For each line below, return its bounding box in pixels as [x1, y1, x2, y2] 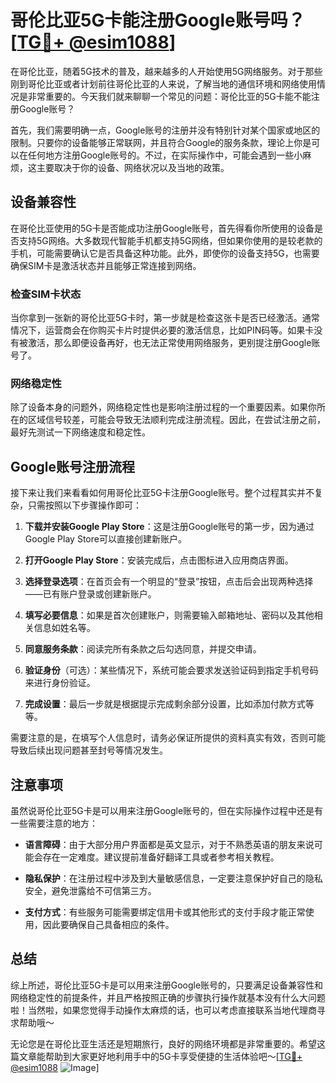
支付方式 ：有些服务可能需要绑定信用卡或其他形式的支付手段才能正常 [24, 906, 306, 918]
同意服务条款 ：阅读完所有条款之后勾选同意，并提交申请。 [24, 643, 262, 655]
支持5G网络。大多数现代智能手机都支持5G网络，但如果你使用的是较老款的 [18, 234, 323, 246]
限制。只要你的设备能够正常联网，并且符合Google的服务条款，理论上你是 [10, 136, 312, 148]
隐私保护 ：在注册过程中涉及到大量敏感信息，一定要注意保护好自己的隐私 [24, 872, 323, 884]
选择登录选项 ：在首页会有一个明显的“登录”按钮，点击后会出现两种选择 [24, 576, 314, 588]
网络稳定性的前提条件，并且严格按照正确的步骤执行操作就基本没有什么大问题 [10, 991, 326, 1003]
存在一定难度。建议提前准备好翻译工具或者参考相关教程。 [42, 851, 280, 863]
